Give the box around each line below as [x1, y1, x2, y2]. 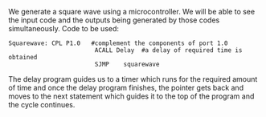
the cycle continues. [8, 100, 76, 109]
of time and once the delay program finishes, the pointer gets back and [8, 83, 243, 92]
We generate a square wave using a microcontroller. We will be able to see [8, 7, 256, 16]
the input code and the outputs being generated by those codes [8, 15, 220, 25]
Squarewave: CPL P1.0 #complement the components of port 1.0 [8, 39, 228, 47]
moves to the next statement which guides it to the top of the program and [8, 91, 255, 101]
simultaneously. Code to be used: [8, 24, 119, 33]
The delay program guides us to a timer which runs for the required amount [8, 75, 258, 83]
